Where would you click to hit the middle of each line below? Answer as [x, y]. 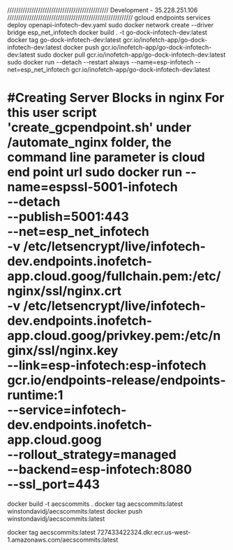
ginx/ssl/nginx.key [63, 351]
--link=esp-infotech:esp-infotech [107, 366]
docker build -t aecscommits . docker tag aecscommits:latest [95, 504]
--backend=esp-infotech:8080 [100, 470]
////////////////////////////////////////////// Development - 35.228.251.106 [103, 10]
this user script [52, 113]
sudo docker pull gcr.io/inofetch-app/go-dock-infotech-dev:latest [131, 55]
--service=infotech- [67, 410]
